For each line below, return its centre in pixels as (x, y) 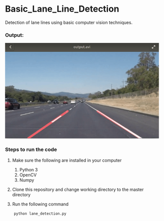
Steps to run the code (31, 149)
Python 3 (29, 169)
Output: (14, 35)
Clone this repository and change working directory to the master (78, 189)
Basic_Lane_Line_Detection (62, 9)
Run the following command (40, 204)
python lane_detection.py (40, 213)
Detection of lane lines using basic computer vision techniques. (69, 22)
